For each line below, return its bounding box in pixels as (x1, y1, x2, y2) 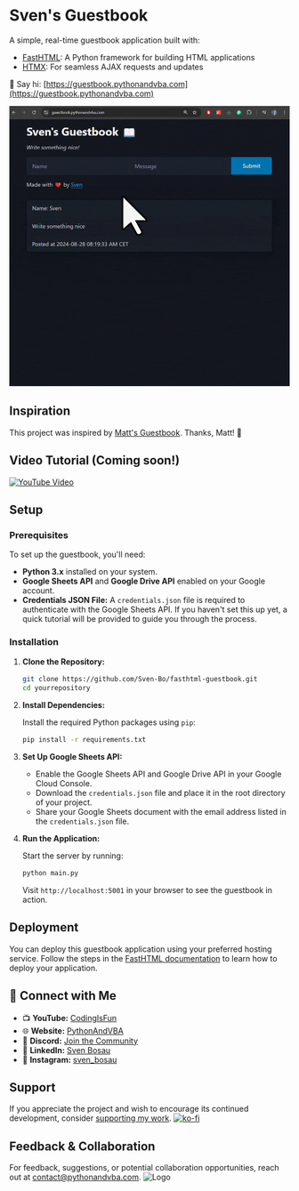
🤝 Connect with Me (9, 988, 117, 1003)
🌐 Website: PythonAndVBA (21, 1025, 125, 1036)
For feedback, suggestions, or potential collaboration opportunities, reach (9, 1163, 279, 1173)
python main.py (21, 869, 79, 878)
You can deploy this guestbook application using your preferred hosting (9, 944, 272, 954)
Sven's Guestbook (9, 5, 149, 26)
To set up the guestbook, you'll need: (9, 549, 146, 560)
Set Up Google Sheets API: (21, 752, 123, 762)
